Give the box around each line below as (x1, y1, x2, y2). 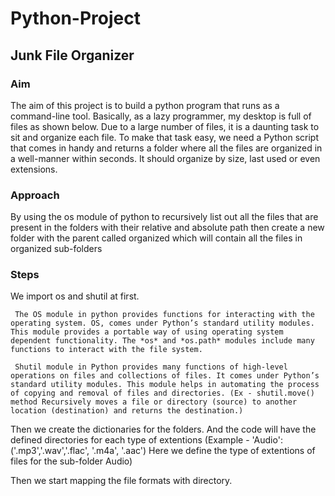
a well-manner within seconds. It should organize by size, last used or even (10, 152, 321, 164)
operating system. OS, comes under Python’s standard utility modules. (10, 318, 315, 329)
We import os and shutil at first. (10, 290, 140, 302)
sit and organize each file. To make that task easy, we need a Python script (10, 131, 320, 143)
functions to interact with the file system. (10, 345, 203, 355)
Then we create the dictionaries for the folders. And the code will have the (10, 423, 317, 436)
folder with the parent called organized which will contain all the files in (10, 232, 303, 244)
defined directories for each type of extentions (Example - (10, 434, 250, 446)
